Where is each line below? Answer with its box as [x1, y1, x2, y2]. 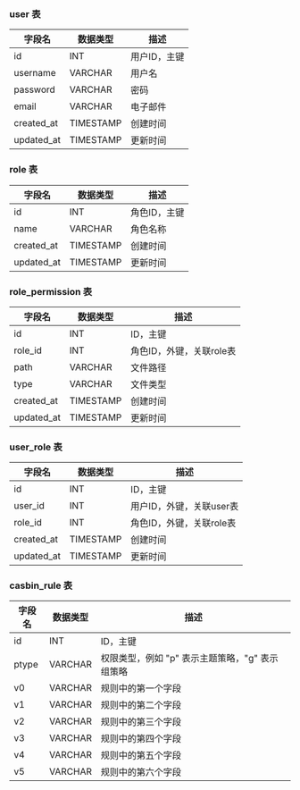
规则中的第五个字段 [100, 749, 181, 761]
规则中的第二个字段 [100, 699, 181, 711]
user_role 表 [9, 441, 62, 453]
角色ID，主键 [130, 206, 185, 218]
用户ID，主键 [130, 51, 185, 63]
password [13, 83, 55, 96]
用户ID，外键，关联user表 [130, 500, 239, 513]
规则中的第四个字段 [100, 733, 181, 745]
